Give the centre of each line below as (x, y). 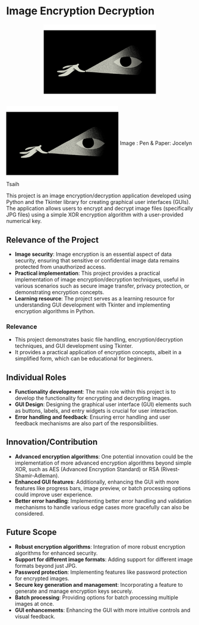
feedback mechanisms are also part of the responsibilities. (86, 423)
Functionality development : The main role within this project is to (95, 392)
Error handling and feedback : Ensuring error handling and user (92, 417)
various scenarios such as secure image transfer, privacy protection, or (102, 286)
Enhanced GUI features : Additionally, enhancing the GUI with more (97, 482)
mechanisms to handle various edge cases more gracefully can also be (102, 507)
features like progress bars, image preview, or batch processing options (103, 488)
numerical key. (24, 221)
